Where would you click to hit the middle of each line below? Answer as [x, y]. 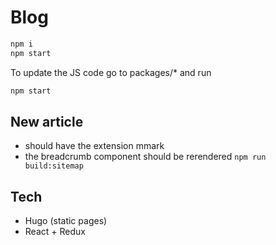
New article [47, 121]
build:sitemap [54, 166]
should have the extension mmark [94, 146]
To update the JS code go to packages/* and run [111, 72]
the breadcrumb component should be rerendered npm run [145, 157]
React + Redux [55, 232]
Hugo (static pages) [66, 221]
